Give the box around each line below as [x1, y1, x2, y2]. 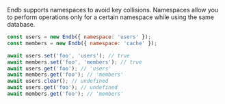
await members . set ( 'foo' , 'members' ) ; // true [7, 58, 142, 66]
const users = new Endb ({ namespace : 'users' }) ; [7, 34, 152, 40]
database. [7, 21, 36, 28]
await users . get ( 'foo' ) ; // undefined [7, 84, 118, 91]
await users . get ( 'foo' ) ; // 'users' [7, 65, 111, 72]
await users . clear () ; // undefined [7, 78, 109, 85]
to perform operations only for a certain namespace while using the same [7, 13, 214, 21]
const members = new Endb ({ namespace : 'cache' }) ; [7, 40, 157, 47]
